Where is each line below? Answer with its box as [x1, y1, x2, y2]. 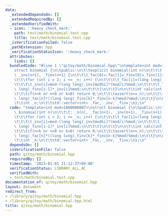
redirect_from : [5, 189, 37, 194]
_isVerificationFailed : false [9, 40, 72, 45]
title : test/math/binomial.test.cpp [14, 36, 91, 41]
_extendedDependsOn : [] [9, 12, 59, 17]
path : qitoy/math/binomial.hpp [9, 152, 75, 157]
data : [5, 7, 16, 13]
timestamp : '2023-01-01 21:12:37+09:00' [9, 161, 95, 166]
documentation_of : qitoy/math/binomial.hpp [5, 180, 97, 185]
